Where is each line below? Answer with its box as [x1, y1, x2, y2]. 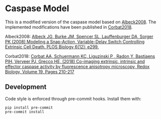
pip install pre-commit [5, 105, 53, 110]
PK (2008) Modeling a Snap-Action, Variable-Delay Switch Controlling [5, 38, 145, 44]
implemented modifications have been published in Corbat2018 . [5, 24, 133, 30]
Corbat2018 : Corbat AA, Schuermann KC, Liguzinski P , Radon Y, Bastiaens [5, 53, 155, 59]
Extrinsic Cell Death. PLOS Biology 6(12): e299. [5, 44, 99, 50]
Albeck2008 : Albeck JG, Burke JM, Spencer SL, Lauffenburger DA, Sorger [5, 34, 154, 39]
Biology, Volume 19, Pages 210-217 [5, 68, 74, 74]
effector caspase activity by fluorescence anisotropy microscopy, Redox [5, 64, 150, 69]
